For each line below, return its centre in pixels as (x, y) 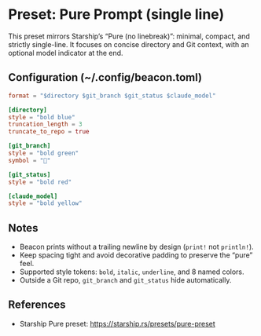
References (37, 305)
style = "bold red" (40, 182)
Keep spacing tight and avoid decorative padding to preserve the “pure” (136, 255)
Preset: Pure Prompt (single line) (116, 15)
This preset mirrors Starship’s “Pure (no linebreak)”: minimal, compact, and (129, 36)
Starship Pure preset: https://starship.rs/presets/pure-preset (118, 323)
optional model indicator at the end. (66, 53)
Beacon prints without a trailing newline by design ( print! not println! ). (136, 247)
